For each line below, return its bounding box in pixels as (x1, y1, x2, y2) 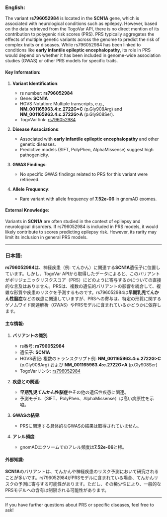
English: (5, 4, 26, 11)
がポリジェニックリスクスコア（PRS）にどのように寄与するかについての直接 (5, 277, 162, 283)
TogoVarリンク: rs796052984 (19, 368, 81, 374)
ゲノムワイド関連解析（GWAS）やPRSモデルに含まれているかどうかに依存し (5, 302, 162, 308)
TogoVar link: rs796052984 (19, 116, 76, 122)
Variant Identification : (12, 80, 59, 86)
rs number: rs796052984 (19, 90, 73, 96)
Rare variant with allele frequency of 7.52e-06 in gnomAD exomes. (19, 196, 157, 202)
